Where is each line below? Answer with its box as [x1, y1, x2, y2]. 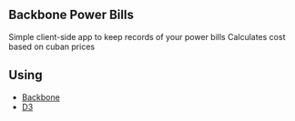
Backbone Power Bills [8, 7, 134, 23]
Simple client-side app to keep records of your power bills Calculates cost [8, 31, 286, 42]
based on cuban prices [8, 41, 96, 52]
